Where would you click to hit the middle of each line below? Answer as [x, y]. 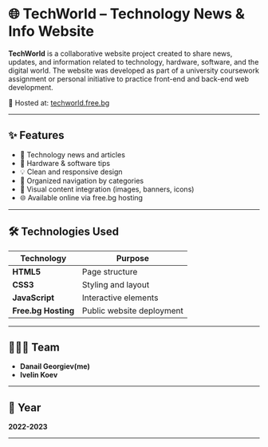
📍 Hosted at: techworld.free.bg [59, 103]
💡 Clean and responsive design [71, 172]
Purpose [133, 258]
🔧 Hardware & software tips [65, 163]
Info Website [51, 32]
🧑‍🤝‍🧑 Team [34, 347]
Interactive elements [120, 298]
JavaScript [33, 298]
